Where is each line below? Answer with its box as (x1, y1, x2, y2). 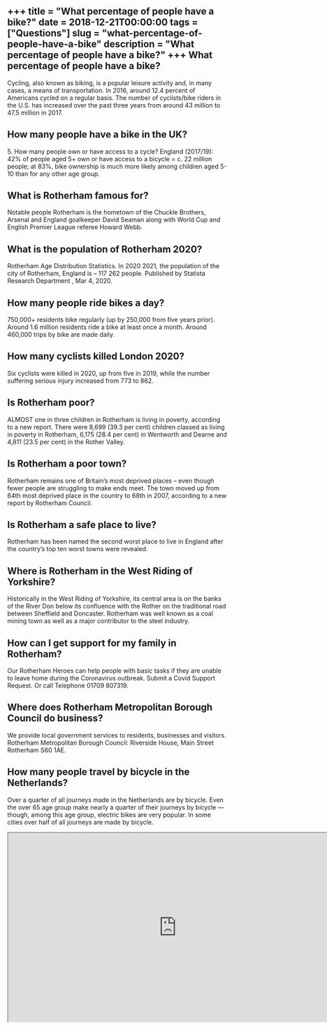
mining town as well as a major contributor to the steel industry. (7, 617, 190, 625)
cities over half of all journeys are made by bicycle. (7, 817, 154, 826)
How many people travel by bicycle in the (7, 766, 190, 778)
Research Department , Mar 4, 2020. (7, 277, 113, 285)
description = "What (103, 38, 194, 50)
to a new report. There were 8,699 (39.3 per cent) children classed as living (7, 423, 225, 431)
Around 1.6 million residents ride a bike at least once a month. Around (7, 323, 208, 331)
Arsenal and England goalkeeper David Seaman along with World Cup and (7, 216, 221, 224)
